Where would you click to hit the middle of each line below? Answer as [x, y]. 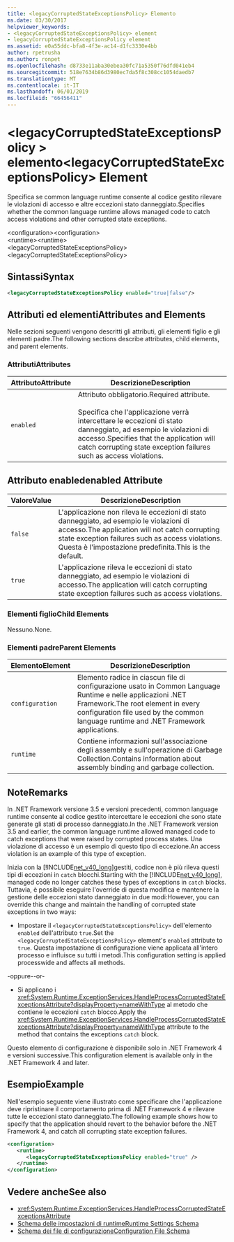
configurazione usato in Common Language [149, 686]
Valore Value [31, 500]
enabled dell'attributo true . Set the [65, 933]
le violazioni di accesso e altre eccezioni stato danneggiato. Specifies [106, 204]
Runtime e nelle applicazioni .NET [132, 695]
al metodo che [187, 1004]
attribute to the [188, 1027]
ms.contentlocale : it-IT [43, 85]
